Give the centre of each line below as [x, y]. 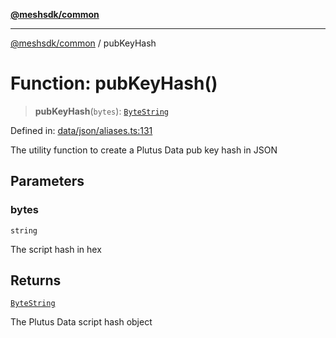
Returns [36, 280]
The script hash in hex [56, 249]
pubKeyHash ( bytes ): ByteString [101, 111]
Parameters [47, 181]
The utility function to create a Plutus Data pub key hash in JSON [144, 150]
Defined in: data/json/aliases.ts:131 [81, 130]
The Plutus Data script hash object [81, 322]
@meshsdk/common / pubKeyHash [83, 43]
